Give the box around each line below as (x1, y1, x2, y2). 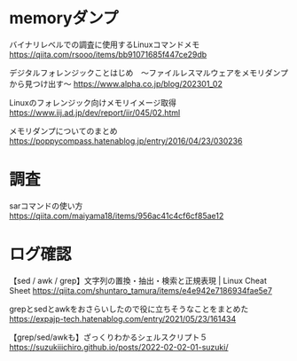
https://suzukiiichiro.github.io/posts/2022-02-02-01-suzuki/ (9, 341, 229, 352)
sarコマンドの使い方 (9, 200, 83, 211)
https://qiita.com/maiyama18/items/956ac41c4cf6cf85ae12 (9, 210, 224, 221)
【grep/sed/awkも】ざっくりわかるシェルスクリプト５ (9, 332, 208, 342)
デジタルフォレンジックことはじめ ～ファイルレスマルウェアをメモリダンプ (9, 67, 288, 78)
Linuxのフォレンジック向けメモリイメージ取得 (9, 97, 177, 107)
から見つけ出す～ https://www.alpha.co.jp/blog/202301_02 (9, 78, 223, 89)
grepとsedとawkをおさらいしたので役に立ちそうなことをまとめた (9, 303, 249, 314)
